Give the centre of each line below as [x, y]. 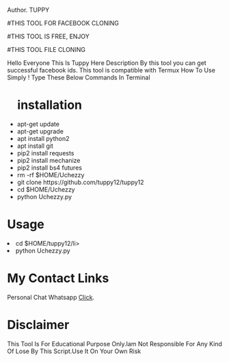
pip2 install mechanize [49, 160]
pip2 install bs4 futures [49, 168]
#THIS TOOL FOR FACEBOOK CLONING [63, 23]
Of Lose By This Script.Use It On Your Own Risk [74, 351]
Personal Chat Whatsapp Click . [51, 297]
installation [50, 105]
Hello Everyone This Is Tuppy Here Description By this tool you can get [107, 63]
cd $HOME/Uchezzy [46, 189]
